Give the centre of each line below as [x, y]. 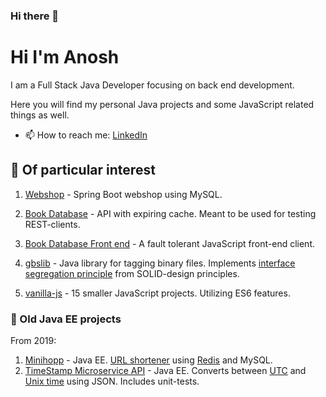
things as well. [40, 115]
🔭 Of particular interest [83, 170]
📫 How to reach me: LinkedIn [86, 135]
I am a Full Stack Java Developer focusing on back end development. [152, 85]
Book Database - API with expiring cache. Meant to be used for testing [170, 213]
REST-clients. [52, 224]
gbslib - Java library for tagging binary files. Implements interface [160, 263]
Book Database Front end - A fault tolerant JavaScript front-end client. [170, 243]
